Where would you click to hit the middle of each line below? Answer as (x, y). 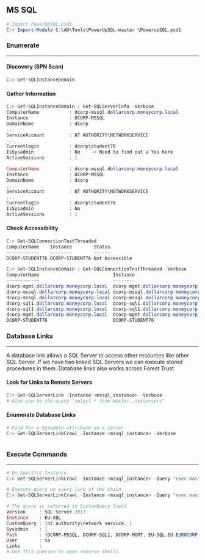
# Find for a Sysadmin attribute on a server (65, 428)
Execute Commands (37, 454)
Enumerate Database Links (41, 415)
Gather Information (31, 94)
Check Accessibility (32, 228)
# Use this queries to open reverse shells (63, 552)
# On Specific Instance (37, 473)
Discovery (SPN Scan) (35, 67)
